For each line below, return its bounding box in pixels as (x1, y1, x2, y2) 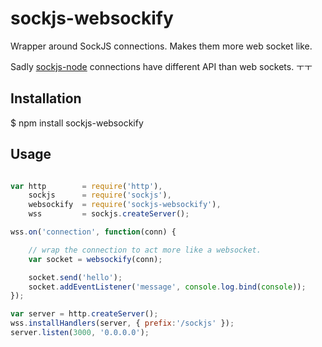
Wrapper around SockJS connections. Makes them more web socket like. (10, 40, 313, 52)
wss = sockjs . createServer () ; (28, 209, 190, 219)
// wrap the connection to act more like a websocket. (28, 245, 262, 255)
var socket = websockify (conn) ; (28, 254, 163, 264)
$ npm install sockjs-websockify (10, 117, 144, 129)
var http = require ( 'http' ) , (10, 181, 163, 191)
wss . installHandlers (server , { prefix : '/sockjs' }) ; (10, 318, 235, 329)
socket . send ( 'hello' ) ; (28, 272, 123, 282)
